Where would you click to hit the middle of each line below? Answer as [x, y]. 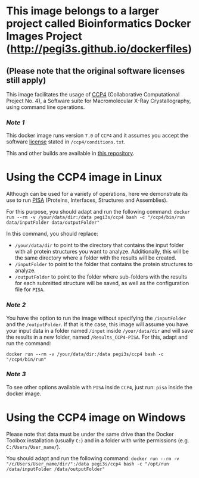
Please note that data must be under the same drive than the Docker [90, 434]
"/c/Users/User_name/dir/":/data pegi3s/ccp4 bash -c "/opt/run [88, 464]
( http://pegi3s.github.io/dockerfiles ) [99, 49]
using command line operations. [46, 107]
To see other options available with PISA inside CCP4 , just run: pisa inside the [99, 387]
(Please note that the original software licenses [96, 71]
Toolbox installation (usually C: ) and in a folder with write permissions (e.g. [98, 440]
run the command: [29, 343]
